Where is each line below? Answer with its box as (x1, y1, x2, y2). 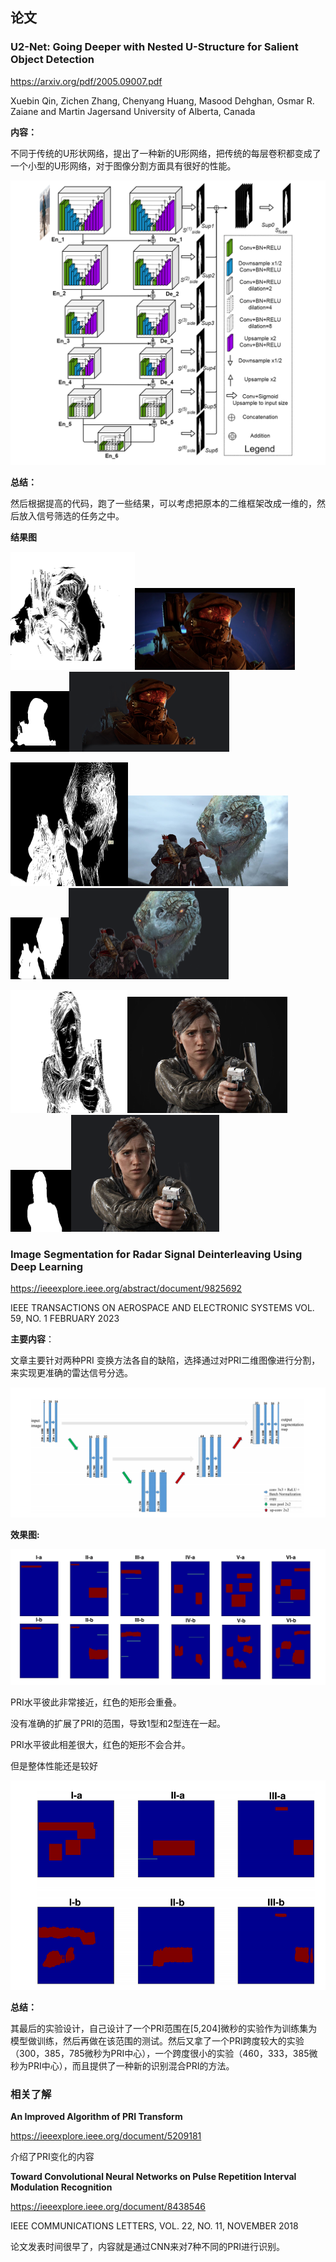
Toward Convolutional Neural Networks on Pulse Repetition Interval (10, 2171, 297, 2183)
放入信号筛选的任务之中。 (18, 510, 125, 522)
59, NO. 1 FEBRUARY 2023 (10, 1313, 120, 1325)
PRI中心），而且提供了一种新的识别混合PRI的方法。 (27, 2059, 235, 2072)
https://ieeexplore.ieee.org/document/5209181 (10, 2130, 202, 2142)
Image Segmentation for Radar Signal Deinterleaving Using (10, 1247, 303, 1261)
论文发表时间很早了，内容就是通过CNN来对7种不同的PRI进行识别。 (10, 2241, 285, 2253)
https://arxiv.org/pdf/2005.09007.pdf (10, 75, 163, 87)
